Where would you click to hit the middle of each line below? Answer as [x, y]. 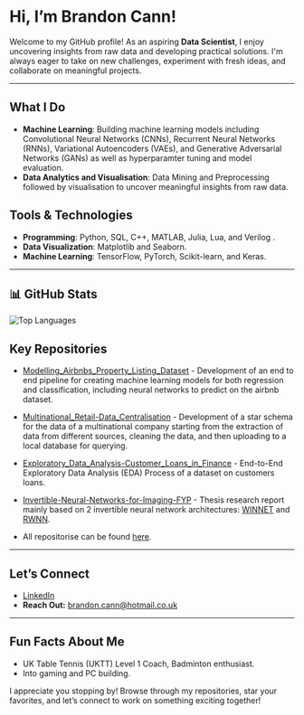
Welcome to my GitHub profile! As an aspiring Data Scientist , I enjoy [137, 42]
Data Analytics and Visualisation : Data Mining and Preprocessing [146, 177]
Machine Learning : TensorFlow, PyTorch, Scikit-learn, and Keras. [144, 256]
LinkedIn [38, 595]
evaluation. [43, 167]
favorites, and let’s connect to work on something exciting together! [135, 700]
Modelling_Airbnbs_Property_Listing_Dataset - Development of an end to [158, 371]
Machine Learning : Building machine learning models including [141, 129]
